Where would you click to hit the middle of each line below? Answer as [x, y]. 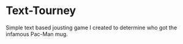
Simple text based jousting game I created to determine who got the [91, 28]
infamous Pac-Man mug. [37, 34]
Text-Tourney [41, 11]
